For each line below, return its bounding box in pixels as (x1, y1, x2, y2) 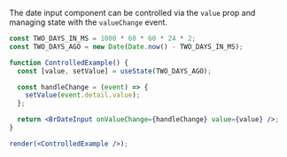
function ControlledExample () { (9, 58, 128, 67)
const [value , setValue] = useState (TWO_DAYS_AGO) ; (17, 67, 213, 75)
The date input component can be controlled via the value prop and (9, 8, 256, 18)
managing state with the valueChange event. (9, 17, 168, 27)
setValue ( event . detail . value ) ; (25, 90, 141, 100)
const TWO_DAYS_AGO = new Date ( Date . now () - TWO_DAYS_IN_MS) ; (9, 42, 244, 51)
